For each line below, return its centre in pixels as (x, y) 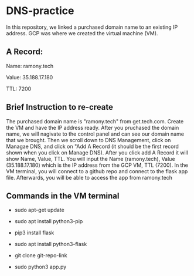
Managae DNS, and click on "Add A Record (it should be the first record (92, 146)
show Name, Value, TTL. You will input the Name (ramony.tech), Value (91, 159)
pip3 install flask (34, 233)
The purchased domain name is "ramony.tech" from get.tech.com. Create (95, 121)
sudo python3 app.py (40, 267)
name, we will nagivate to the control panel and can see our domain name (95, 134)
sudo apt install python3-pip (49, 221)
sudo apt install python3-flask (51, 244)
